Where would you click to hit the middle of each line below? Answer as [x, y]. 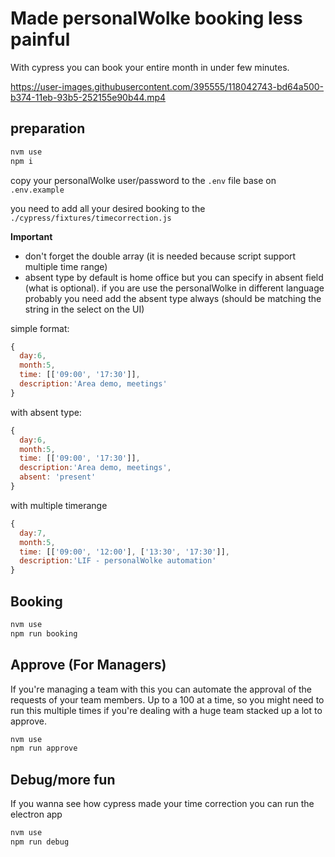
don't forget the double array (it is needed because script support [160, 256]
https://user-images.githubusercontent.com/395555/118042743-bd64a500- [167, 86]
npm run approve [44, 748]
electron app [36, 814]
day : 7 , [33, 533]
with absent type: [46, 412]
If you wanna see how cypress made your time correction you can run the [162, 804]
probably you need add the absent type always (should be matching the [173, 298]
